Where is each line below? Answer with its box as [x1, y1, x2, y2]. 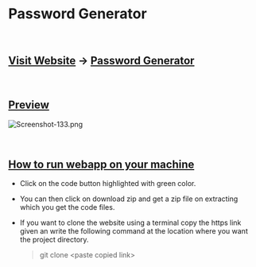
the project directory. [19, 235, 89, 245]
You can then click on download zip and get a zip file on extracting [19, 194, 239, 203]
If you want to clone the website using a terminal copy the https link [19, 218, 242, 227]
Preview [8, 99, 50, 112]
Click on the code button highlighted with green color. [19, 179, 196, 188]
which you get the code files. [19, 203, 115, 212]
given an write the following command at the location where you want [19, 226, 248, 236]
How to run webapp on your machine [8, 157, 195, 171]
